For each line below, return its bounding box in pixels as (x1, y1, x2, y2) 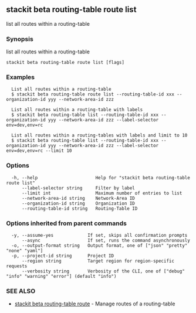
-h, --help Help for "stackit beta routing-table (11, 175, 191, 181)
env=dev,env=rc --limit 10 (6, 148, 72, 154)
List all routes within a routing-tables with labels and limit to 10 (11, 132, 188, 138)
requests (6, 263, 28, 269)
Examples (6, 73, 35, 81)
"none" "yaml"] (6, 248, 43, 254)
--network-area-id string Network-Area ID (21, 195, 135, 201)
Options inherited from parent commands (6, 219, 127, 227)
